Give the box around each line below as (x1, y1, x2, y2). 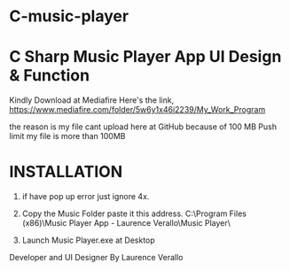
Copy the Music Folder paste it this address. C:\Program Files (21, 208, 247, 219)
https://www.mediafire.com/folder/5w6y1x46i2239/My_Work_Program (9, 105, 266, 115)
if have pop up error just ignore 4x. (21, 191, 150, 202)
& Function (9, 66, 90, 86)
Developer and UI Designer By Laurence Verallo (9, 252, 184, 263)
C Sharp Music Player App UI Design (9, 47, 282, 67)
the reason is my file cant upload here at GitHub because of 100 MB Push (9, 121, 278, 132)
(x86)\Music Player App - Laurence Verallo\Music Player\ (21, 218, 231, 228)
